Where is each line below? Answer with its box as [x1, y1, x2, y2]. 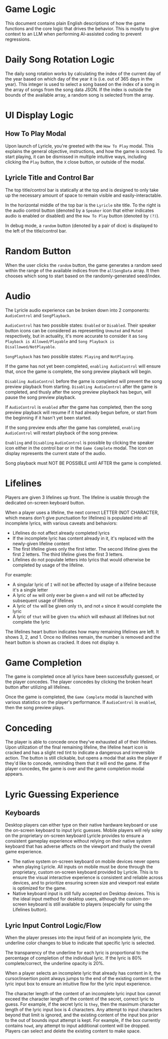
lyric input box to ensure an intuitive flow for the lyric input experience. [5, 981, 151, 987]
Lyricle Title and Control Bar [5, 174, 94, 182]
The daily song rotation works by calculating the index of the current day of [5, 70, 161, 77]
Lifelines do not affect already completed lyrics [12, 530, 110, 536]
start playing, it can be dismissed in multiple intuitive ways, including [5, 154, 147, 160]
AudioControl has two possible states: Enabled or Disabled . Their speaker [5, 322, 156, 328]
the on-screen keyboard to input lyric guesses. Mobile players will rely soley [5, 827, 163, 834]
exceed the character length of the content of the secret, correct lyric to [5, 996, 154, 1002]
